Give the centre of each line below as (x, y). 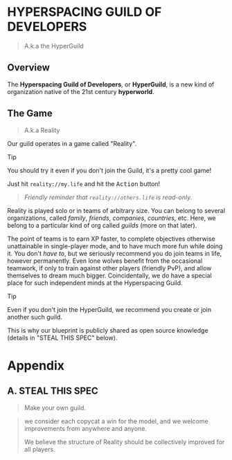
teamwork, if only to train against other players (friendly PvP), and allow (109, 268)
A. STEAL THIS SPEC (53, 391)
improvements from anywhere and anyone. (86, 428)
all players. (39, 449)
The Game (30, 114)
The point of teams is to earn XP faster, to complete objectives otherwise (111, 239)
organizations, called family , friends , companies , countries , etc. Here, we (111, 218)
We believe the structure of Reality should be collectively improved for (124, 442)
